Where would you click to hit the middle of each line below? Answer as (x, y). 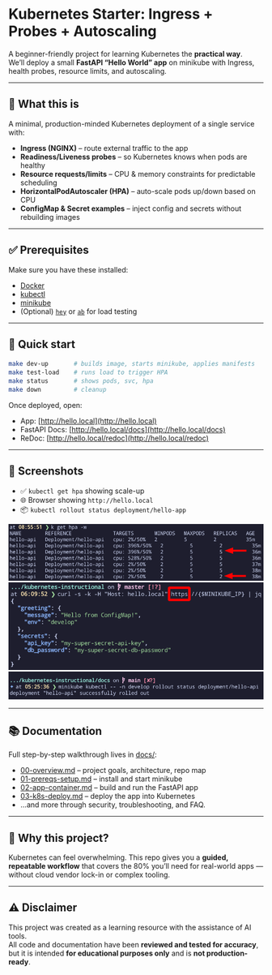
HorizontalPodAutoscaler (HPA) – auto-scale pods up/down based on (138, 191)
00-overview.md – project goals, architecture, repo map (113, 771)
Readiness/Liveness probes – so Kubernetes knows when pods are (134, 157)
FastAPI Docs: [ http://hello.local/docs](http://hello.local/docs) (123, 429)
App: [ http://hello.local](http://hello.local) (88, 421)
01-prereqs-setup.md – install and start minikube (101, 779)
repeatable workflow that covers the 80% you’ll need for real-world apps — (136, 866)
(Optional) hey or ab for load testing (79, 311)
